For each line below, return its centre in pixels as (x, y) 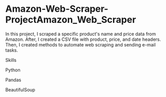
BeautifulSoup (20, 89)
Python (13, 70)
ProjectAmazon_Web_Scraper (71, 20)
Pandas (13, 80)
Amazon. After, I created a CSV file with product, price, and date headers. (83, 39)
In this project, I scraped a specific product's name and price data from (81, 34)
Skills (11, 60)
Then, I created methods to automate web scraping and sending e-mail (80, 44)
